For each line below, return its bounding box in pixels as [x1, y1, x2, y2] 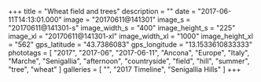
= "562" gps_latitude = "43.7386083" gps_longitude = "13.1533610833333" [8, 40, 253, 49]
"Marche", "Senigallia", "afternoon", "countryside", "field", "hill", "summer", [8, 56, 250, 66]
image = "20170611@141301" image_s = [63, 15, 191, 24]
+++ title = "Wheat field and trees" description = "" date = [8, 7, 197, 16]
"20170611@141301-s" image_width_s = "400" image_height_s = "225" [8, 23, 236, 32]
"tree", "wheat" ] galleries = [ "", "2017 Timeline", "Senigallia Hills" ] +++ [8, 65, 241, 73]
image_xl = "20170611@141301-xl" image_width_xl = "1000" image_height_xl [8, 31, 254, 41]
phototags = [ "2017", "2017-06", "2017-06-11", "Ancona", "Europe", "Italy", [8, 48, 250, 57]
